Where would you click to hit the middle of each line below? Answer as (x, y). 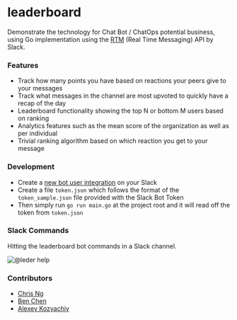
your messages (40, 88)
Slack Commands (38, 231)
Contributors (30, 278)
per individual (37, 133)
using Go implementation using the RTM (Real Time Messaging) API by (110, 39)
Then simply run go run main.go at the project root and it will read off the (124, 205)
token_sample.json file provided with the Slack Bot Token (100, 197)
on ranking (33, 118)
